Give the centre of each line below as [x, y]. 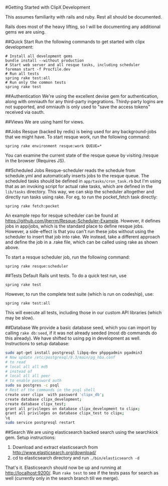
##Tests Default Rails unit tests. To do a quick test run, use [66, 276]
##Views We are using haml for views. [45, 122]
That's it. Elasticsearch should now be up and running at [63, 467]
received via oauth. [25, 112]
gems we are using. [26, 32]
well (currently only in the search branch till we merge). [62, 478]
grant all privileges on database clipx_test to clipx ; [65, 413]
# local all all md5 [27, 367]
